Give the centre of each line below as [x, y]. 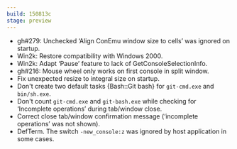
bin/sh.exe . [34, 94]
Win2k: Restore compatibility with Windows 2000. [90, 56]
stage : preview [29, 21]
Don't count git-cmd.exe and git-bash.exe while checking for [106, 101]
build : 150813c [29, 14]
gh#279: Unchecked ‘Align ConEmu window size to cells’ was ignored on [123, 40]
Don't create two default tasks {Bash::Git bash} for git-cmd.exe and [115, 86]
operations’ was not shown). [59, 123]
